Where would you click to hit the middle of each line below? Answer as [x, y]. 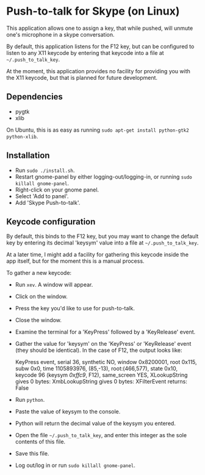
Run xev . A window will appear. [54, 285]
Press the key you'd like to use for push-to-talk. [75, 309]
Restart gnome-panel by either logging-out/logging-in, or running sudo [103, 177]
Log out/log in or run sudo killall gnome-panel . [75, 465]
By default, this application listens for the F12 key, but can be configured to [100, 46]
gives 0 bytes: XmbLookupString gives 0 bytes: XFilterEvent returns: [101, 382]
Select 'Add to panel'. [42, 196]
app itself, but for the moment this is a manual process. [75, 261]
